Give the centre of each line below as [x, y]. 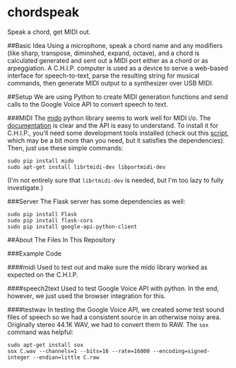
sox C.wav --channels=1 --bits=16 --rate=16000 [79, 351]
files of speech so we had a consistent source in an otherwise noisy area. [114, 317]
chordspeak [43, 12]
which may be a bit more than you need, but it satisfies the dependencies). [116, 140]
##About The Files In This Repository [61, 239]
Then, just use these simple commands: [65, 148]
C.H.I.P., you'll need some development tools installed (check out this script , [118, 133]
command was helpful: [41, 332]
